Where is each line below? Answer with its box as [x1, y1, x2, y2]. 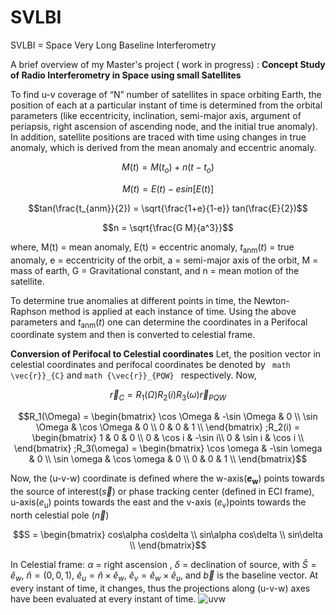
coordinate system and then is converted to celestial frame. [10, 329, 256, 341]
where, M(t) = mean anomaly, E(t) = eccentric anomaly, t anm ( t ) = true [10, 241, 295, 255]
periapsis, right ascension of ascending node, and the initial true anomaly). [10, 120, 318, 132]
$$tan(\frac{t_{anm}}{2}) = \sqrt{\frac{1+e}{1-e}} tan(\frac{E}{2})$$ [28, 202, 308, 214]
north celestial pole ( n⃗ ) [10, 509, 110, 521]
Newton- [253, 294, 290, 306]
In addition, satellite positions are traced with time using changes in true [10, 131, 307, 143]
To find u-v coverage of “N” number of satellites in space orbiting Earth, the [10, 88, 322, 100]
